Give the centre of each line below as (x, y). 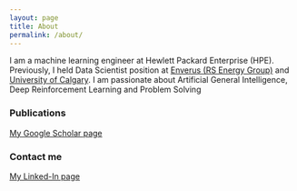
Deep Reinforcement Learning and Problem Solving (105, 90)
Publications (38, 113)
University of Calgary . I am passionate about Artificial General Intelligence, (148, 80)
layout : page (34, 18)
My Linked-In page (45, 176)
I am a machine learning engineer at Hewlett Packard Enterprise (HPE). (142, 61)
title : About (34, 26)
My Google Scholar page (56, 133)
